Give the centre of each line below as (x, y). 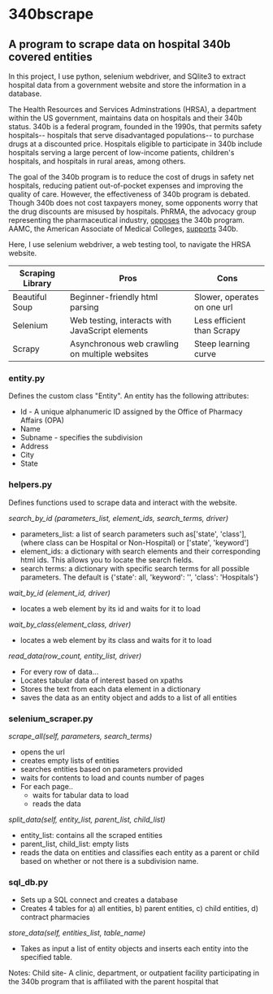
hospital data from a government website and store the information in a (127, 85)
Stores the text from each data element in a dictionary (110, 688)
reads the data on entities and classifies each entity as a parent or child (140, 852)
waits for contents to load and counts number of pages (112, 778)
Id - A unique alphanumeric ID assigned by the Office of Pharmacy (131, 412)
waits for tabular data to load (80, 795)
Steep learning (222, 344)
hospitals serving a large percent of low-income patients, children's (121, 152)
